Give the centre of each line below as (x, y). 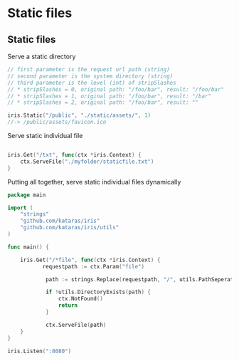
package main (27, 195)
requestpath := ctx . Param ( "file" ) (93, 266)
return (68, 305)
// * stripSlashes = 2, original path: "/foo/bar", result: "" (103, 103)
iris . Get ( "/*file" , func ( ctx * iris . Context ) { (90, 260)
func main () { (28, 247)
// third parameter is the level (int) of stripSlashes (92, 83)
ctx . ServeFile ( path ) (76, 325)
